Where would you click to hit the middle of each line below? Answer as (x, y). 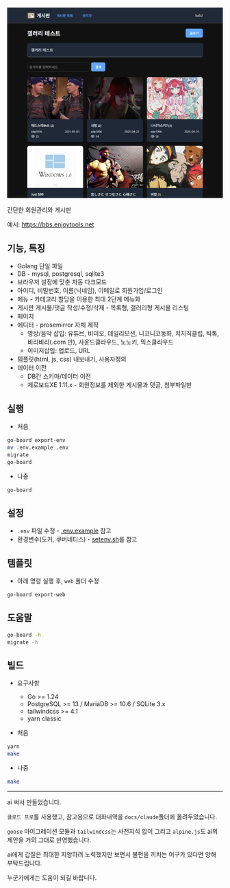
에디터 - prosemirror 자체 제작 (58, 325)
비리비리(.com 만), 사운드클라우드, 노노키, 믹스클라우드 (100, 342)
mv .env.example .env (38, 447)
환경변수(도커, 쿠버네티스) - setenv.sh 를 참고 (77, 539)
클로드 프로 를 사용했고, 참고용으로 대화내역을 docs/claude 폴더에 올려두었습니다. (112, 817)
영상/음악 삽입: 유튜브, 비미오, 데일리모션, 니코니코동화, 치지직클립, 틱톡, (123, 334)
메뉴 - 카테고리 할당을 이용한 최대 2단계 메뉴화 (79, 299)
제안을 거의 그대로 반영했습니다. (49, 840)
